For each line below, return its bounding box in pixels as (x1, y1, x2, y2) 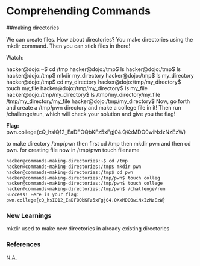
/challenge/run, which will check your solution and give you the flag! (6, 110, 176, 117)
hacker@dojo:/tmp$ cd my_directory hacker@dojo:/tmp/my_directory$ (6, 78, 181, 85)
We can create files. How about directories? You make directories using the (6, 36, 193, 43)
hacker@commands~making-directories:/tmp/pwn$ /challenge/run (6, 186, 166, 192)
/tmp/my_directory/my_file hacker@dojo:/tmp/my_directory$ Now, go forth (6, 97, 190, 105)
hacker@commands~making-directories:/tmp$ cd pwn (6, 169, 134, 175)
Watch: (6, 54, 24, 61)
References (6, 240, 41, 249)
